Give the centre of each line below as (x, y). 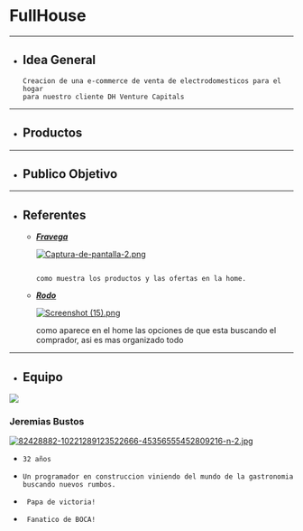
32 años (37, 460)
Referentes (54, 214)
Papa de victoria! (61, 502)
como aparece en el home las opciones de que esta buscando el (156, 331)
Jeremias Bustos (47, 421)
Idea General (59, 60)
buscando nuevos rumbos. (69, 485)
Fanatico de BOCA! (61, 520)
